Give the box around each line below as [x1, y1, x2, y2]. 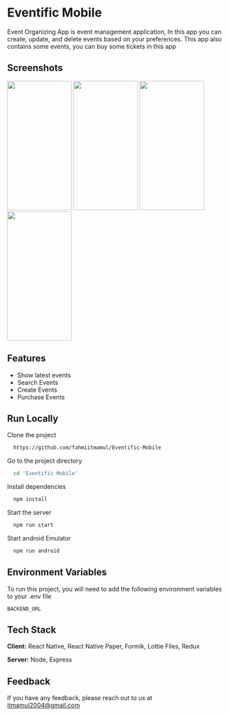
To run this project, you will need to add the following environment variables [7, 585, 222, 593]
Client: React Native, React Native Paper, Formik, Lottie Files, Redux [7, 642, 200, 651]
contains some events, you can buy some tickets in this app [7, 42, 177, 50]
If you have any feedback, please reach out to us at [7, 694, 153, 702]
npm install [13, 496, 48, 503]
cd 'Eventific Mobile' [13, 470, 78, 477]
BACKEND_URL [7, 605, 41, 612]
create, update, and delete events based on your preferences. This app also [7, 34, 222, 43]
